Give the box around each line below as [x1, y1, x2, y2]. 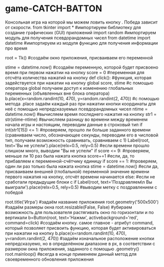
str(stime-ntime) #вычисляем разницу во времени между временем [5, 116, 148, 122]
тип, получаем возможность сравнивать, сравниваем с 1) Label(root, [5, 137, 150, 143]
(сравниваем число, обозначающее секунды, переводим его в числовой [5, 132, 159, 138]
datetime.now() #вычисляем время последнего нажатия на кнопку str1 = [5, 111, 157, 117]
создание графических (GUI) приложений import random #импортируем [5, 29, 156, 35]
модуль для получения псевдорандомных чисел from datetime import [5, 35, 151, 41]
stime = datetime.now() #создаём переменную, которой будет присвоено [5, 64, 159, 70]
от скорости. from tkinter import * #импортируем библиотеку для [5, 24, 141, 30]
